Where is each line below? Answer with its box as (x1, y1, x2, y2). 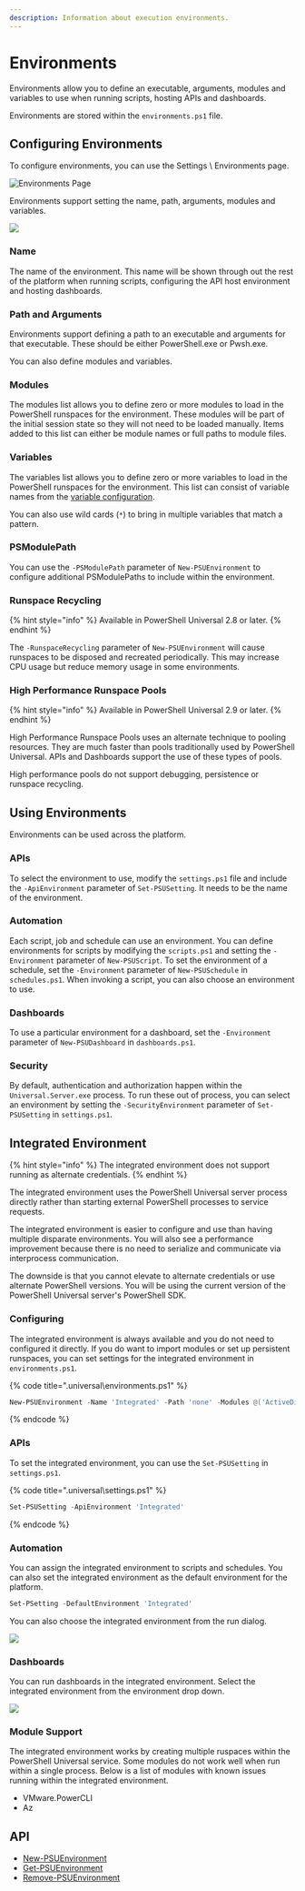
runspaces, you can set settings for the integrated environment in (9, 1352, 254, 1363)
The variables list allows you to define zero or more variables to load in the (9, 471, 289, 482)
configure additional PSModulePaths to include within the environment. (9, 571, 275, 582)
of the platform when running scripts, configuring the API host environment (9, 275, 290, 287)
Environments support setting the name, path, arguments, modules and (9, 196, 276, 207)
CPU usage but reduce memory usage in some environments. (9, 662, 241, 672)
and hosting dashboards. (9, 285, 103, 296)
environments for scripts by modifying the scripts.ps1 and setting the (9, 945, 271, 956)
